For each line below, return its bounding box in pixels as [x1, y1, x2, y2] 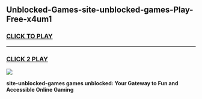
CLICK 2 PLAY [6, 55, 48, 63]
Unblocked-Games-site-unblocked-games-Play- [6, 5, 194, 15]
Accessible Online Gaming [6, 86, 74, 93]
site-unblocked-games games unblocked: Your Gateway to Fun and [6, 79, 179, 86]
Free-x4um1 [6, 14, 52, 25]
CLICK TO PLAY [6, 32, 53, 41]
